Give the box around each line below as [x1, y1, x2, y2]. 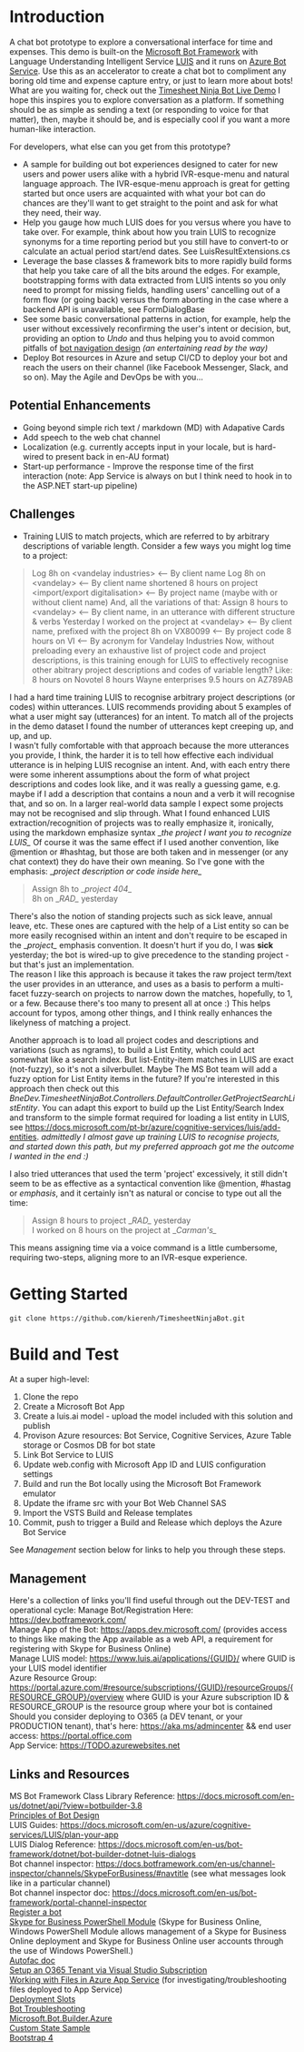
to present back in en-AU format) [45, 450, 170, 461]
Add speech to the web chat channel [22, 431, 161, 442]
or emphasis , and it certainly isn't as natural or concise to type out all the [9, 1188, 282, 1198]
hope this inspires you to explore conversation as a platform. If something [9, 94, 284, 106]
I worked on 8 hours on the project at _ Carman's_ [31, 1224, 218, 1235]
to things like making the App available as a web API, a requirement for [9, 1633, 274, 1644]
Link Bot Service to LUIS [22, 1450, 113, 1461]
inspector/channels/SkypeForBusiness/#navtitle [9, 1868, 189, 1879]
